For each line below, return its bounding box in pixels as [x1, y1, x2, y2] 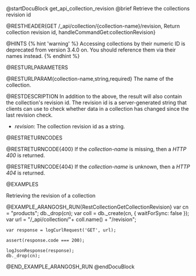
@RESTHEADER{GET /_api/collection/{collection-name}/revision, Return [6, 23, 180, 29]
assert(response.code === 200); [6, 237, 85, 243]
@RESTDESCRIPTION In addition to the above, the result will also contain [6, 93, 183, 100]
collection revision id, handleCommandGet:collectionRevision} [6, 29, 156, 36]
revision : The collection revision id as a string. [14, 123, 125, 130]
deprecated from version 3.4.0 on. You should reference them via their [6, 46, 176, 53]
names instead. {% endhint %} [6, 53, 80, 59]
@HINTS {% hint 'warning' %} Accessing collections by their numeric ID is [6, 40, 185, 47]
